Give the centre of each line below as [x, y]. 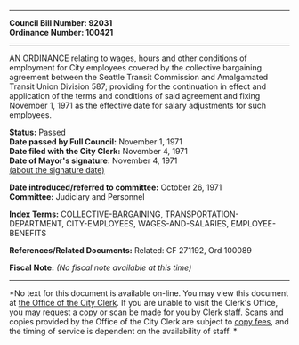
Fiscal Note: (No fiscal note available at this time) [101, 267]
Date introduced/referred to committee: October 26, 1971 [116, 187]
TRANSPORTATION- [202, 214]
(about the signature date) [57, 170]
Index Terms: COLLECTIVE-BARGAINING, [86, 214]
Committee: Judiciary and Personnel [77, 197]
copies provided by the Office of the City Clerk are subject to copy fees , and [149, 321]
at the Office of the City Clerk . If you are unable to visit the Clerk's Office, [144, 303]
